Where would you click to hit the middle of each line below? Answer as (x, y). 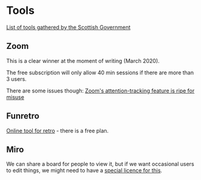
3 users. (17, 79)
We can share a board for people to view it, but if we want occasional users (100, 164)
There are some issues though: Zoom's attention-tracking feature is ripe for (100, 91)
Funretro (23, 116)
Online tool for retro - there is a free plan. (58, 130)
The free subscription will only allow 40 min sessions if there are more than (100, 72)
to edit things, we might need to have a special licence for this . (84, 170)
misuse (15, 97)
